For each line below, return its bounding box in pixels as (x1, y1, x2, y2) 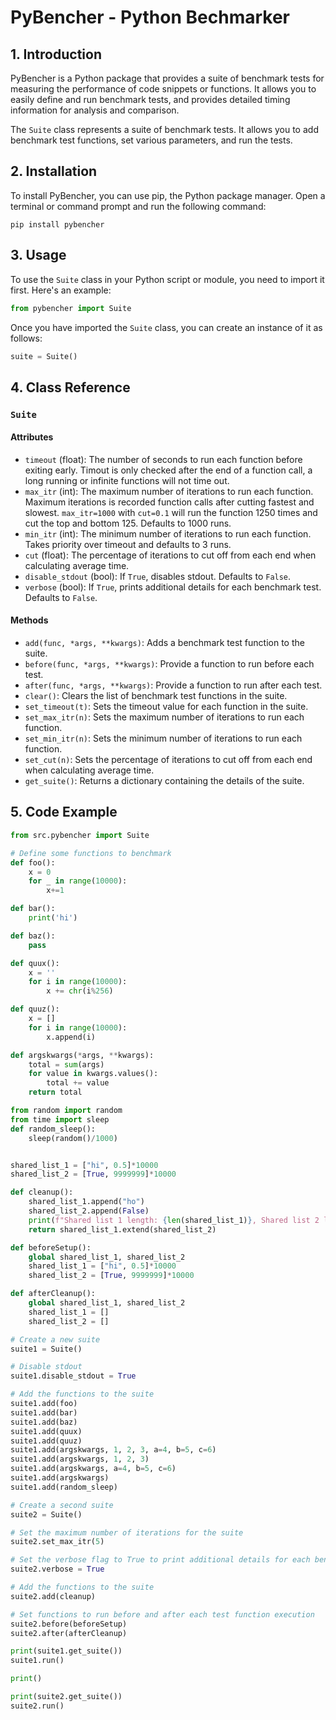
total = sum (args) (28, 1059, 105, 1070)
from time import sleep (10, 1114, 110, 1125)
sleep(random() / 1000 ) (28, 1133, 118, 1143)
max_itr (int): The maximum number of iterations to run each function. (24, 485, 314, 497)
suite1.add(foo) (10, 1399, 78, 1409)
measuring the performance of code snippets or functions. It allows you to (10, 83, 317, 95)
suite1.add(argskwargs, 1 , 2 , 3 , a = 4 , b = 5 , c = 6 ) (10, 1445, 217, 1455)
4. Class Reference (10, 379, 131, 396)
